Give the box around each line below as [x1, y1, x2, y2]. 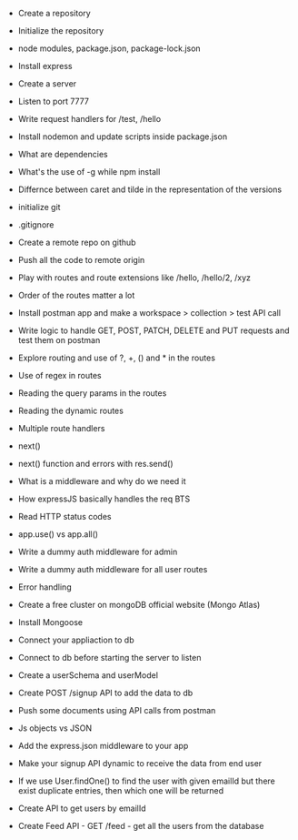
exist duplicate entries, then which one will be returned [17, 785, 224, 795]
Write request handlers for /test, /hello [17, 114, 162, 124]
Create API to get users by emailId [17, 803, 147, 814]
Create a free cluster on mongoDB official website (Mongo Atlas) [17, 600, 261, 610]
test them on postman [17, 335, 101, 345]
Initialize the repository [17, 25, 104, 35]
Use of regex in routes [17, 370, 102, 380]
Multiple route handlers [17, 423, 105, 433]
